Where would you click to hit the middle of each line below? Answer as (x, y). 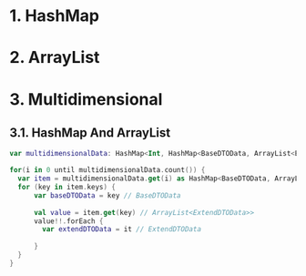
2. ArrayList (55, 58)
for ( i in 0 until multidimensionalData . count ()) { (107, 170)
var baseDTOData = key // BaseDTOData (107, 195)
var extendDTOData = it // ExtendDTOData (122, 230)
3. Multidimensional (86, 99)
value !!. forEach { (68, 221)
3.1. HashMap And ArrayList (90, 133)
